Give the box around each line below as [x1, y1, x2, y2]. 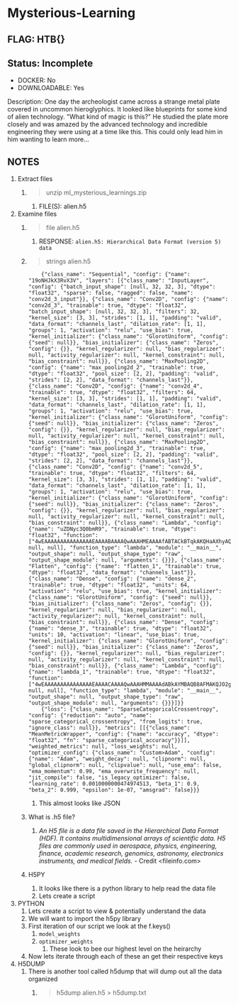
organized [28, 975, 58, 983]
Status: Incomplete [7, 57, 93, 69]
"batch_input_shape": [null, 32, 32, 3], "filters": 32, [28, 308, 200, 315]
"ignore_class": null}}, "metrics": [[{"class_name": [28, 724, 191, 732]
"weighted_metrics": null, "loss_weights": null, [28, 743, 178, 751]
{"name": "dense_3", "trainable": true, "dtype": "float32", [28, 625, 212, 633]
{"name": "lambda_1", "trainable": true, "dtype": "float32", [28, 669, 216, 676]
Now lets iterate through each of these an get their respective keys [28, 952, 223, 961]
